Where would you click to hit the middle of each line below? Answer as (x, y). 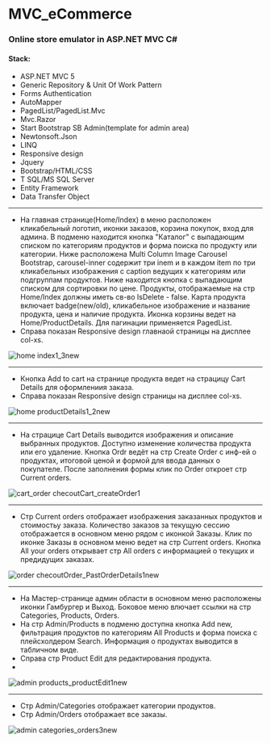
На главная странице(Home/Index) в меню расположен (115, 220)
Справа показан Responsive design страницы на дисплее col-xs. (131, 396)
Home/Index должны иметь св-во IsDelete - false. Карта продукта (133, 297)
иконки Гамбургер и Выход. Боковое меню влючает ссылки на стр (135, 607)
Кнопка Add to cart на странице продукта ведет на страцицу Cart (133, 379)
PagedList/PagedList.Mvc (63, 111)
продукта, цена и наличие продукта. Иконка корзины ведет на (128, 314)
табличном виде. (49, 650)
